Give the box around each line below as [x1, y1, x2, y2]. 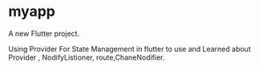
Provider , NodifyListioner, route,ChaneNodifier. [8, 52, 165, 62]
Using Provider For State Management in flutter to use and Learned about [8, 44, 251, 53]
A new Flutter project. [8, 29, 80, 38]
